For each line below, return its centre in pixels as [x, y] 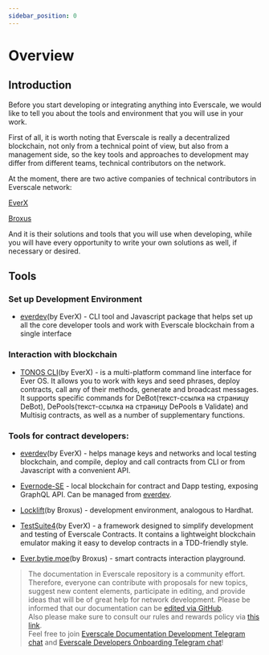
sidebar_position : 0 [43, 16]
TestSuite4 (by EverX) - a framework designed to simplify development [137, 525]
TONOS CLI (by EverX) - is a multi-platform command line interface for [136, 372]
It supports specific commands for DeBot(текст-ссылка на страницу [134, 398]
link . [35, 625]
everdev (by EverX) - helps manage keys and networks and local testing [138, 453]
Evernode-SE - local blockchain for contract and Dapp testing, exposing [139, 486]
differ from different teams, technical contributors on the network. [117, 163]
